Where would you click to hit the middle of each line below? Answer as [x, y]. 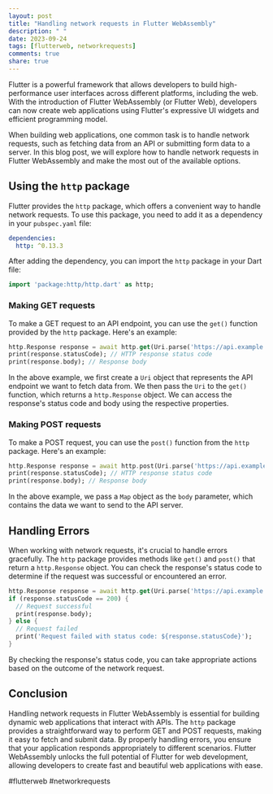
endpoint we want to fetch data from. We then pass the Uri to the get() [128, 386]
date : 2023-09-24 [38, 39]
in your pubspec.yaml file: [50, 223]
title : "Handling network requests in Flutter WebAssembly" [113, 24]
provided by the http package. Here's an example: [93, 332]
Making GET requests [52, 306]
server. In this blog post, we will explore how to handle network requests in [134, 152]
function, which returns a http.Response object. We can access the [120, 395]
